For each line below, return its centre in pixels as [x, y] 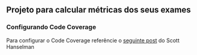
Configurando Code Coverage [51, 27]
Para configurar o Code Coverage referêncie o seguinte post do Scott [93, 40]
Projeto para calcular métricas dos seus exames [99, 10]
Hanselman [20, 47]
